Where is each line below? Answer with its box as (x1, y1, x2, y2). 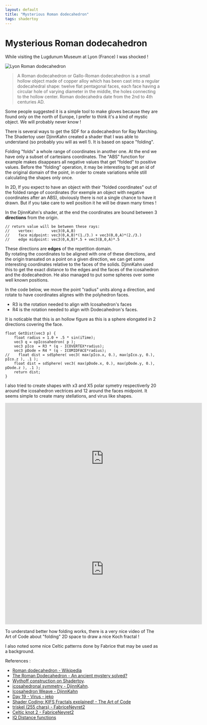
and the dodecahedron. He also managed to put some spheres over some (5, 272, 155, 278)
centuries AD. (17, 99, 45, 105)
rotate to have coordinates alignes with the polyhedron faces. (5, 292, 129, 298)
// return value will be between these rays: (5, 224, 100, 229)
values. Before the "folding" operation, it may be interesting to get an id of (5, 164, 155, 170)
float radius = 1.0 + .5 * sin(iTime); (14, 335, 96, 340)
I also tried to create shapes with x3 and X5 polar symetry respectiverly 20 (5, 382, 156, 389)
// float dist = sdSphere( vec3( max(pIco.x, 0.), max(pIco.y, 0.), (5, 352, 155, 357)
